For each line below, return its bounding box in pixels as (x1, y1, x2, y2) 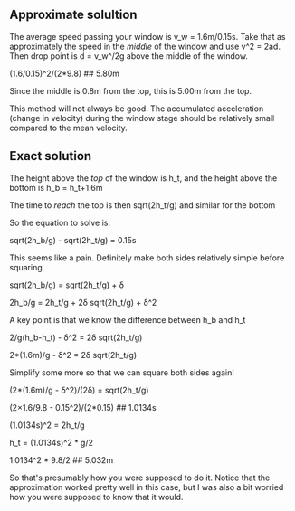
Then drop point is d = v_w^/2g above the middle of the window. (9, 50, 249, 62)
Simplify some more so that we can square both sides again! (9, 366, 235, 378)
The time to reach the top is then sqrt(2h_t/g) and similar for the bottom (9, 199, 276, 211)
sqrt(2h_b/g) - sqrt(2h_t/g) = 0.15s (9, 234, 137, 245)
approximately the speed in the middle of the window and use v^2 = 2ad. (9, 41, 281, 52)
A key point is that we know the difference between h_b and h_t (9, 314, 246, 325)
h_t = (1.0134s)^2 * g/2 (9, 437, 93, 448)
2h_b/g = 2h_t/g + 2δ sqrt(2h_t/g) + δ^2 (9, 297, 157, 308)
